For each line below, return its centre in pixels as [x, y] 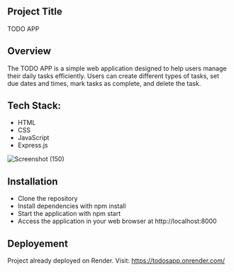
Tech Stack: [34, 106]
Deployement [38, 243]
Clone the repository [48, 199]
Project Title [35, 12]
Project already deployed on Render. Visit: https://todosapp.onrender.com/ [116, 261]
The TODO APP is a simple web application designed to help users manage [117, 68]
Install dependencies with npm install [72, 206]
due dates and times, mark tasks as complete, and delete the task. [104, 83]
